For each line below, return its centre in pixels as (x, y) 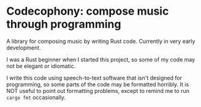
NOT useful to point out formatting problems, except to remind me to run (98, 90)
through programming (64, 24)
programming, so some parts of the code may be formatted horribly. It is (98, 84)
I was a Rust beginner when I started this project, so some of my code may (101, 59)
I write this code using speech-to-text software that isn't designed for (94, 78)
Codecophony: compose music (88, 11)
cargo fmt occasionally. (36, 97)
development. (24, 48)
